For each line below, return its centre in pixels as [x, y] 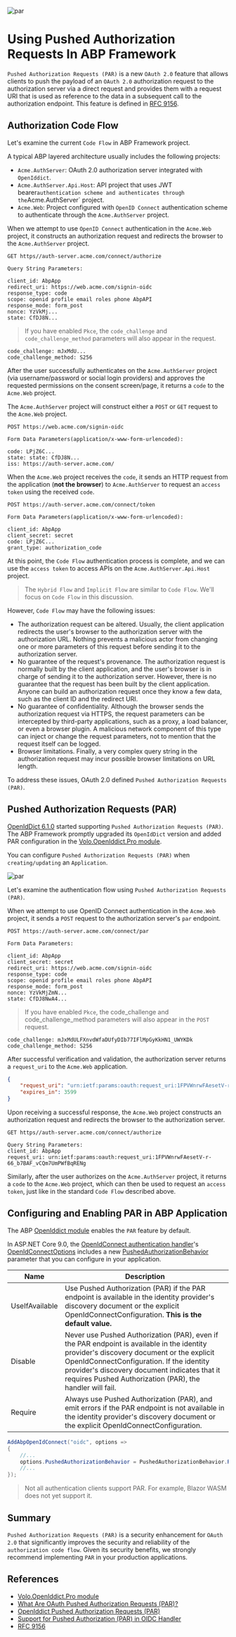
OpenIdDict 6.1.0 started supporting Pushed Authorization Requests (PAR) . [115, 826]
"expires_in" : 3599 [48, 1093]
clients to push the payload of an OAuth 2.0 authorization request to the [111, 81]
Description [145, 1276]
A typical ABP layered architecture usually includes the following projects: [114, 156]
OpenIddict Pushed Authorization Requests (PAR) [88, 1611]
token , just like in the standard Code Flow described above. [92, 1192]
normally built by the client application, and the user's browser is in [114, 669]
